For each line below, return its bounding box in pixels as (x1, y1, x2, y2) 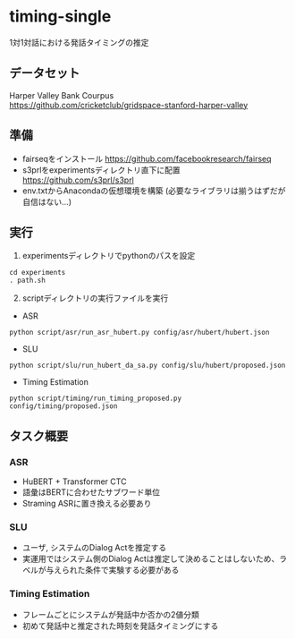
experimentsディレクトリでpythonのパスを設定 (21, 251, 196, 261)
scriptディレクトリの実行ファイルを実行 (21, 293, 169, 303)
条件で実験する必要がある (84, 565, 180, 575)
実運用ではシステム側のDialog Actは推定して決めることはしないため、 (21, 553, 280, 565)
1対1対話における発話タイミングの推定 (9, 37, 149, 47)
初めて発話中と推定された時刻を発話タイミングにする (21, 620, 219, 631)
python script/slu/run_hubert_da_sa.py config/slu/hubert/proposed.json (9, 361, 286, 371)
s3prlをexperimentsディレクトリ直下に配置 (21, 164, 181, 175)
